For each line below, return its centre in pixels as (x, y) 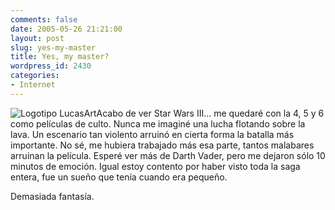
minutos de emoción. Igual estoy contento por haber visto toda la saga (155, 166)
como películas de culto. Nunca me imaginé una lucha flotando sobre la (158, 123)
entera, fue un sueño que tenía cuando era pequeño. (119, 177)
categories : (35, 76)
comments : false (44, 19)
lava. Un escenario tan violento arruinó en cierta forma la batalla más (152, 134)
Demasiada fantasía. (52, 196)
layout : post (37, 38)
